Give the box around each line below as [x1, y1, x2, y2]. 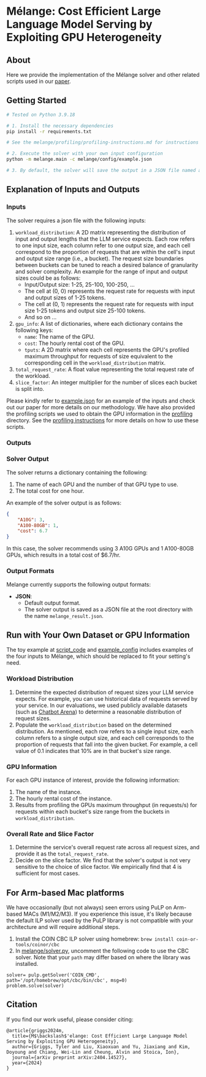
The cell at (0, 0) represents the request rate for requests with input [24, 287, 195, 295]
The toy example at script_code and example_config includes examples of [6, 646, 194, 654]
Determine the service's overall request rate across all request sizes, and [15, 844, 200, 851]
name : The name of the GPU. [24, 333, 95, 340]
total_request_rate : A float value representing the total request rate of [15, 365, 194, 373]
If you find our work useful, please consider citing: [6, 1016, 134, 1023]
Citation [6, 999, 38, 1010]
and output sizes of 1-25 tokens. [24, 293, 106, 301]
